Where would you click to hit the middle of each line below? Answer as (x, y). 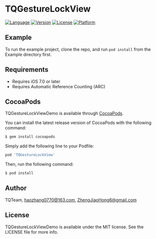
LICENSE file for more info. (32, 232)
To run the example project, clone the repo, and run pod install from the (78, 49)
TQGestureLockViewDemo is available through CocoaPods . (64, 113)
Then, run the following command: (39, 164)
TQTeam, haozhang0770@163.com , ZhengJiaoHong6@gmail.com (71, 200)
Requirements (27, 70)
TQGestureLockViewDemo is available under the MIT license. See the (74, 227)
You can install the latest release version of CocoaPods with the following (78, 123)
